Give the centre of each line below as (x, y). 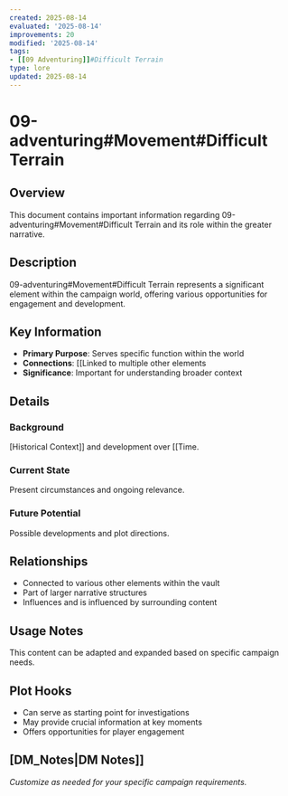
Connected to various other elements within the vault (121, 583)
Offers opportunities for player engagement (103, 732)
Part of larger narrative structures (84, 592)
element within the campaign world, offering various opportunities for (139, 294)
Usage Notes (46, 631)
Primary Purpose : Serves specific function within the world (133, 354)
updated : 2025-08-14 (48, 77)
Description (43, 263)
